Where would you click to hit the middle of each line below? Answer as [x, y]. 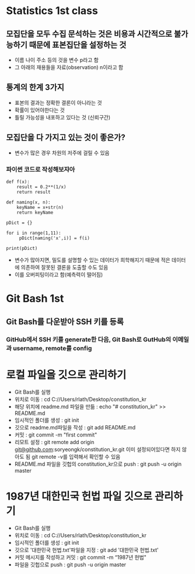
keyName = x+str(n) [40, 207]
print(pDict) [22, 248]
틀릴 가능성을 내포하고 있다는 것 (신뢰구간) [62, 117]
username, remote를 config [52, 348]
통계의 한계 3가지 [35, 87]
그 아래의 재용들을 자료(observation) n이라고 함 [69, 67]
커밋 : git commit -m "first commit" [56, 435]
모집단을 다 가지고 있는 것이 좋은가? [66, 138]
